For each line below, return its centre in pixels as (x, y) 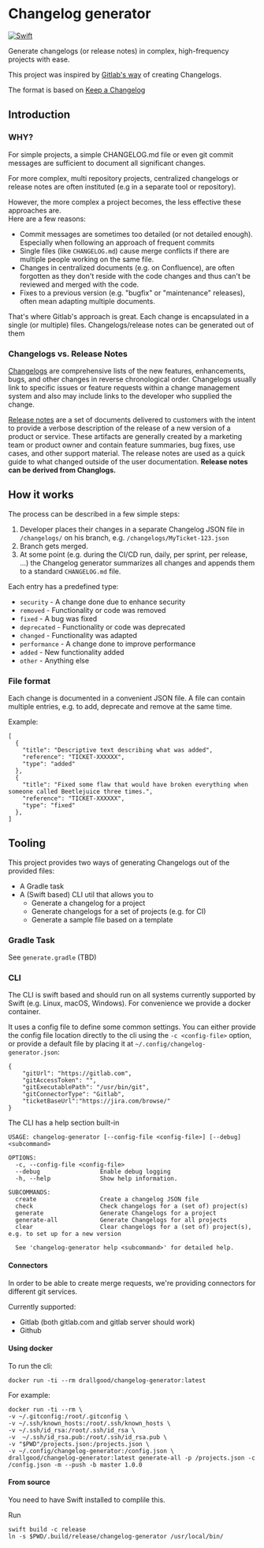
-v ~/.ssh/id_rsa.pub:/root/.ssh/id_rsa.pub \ (88, 1437)
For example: (30, 1395)
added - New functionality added (72, 652)
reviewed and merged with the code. (79, 284)
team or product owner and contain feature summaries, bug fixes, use (122, 445)
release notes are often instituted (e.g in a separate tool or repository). (122, 186)
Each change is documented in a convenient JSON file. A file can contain (127, 698)
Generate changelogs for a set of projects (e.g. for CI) (119, 911)
